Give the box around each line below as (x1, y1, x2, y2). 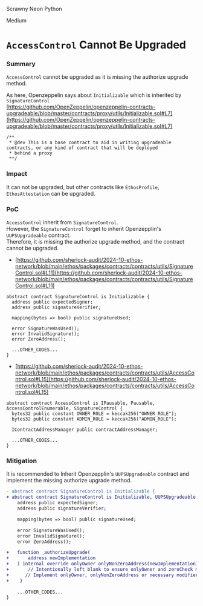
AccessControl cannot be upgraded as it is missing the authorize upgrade (6, 73, 188, 81)
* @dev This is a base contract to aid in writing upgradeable (8, 139, 172, 146)
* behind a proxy (8, 150, 53, 156)
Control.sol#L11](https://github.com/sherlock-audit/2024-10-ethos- (14, 269, 182, 276)
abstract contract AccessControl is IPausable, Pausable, (6, 400, 155, 407)
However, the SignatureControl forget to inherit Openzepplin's (6, 225, 162, 233)
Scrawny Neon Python (6, 5, 62, 12)
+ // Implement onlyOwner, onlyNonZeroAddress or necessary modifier (6, 572, 199, 578)
